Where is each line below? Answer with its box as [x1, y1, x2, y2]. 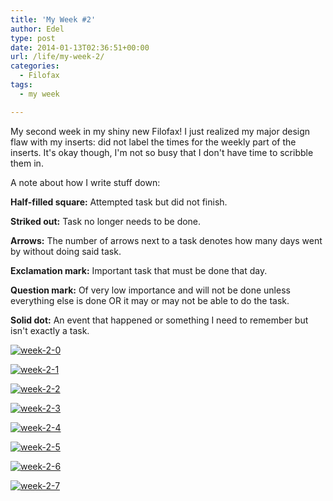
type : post [10, 33, 56, 43]
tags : [10, 80, 33, 90]
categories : [10, 61, 60, 71]
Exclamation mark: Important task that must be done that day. [10, 264, 268, 276]
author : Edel [10, 24, 65, 34]
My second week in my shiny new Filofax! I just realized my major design [10, 125, 311, 137]
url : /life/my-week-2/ [10, 52, 105, 62]
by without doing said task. [10, 245, 122, 257]
